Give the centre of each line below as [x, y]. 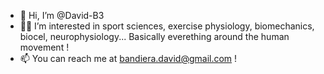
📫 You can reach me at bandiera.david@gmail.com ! [128, 58]
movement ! [44, 47]
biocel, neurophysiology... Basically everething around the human [154, 36]
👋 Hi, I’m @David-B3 [62, 15]
